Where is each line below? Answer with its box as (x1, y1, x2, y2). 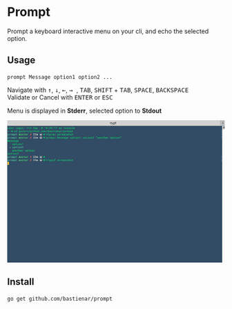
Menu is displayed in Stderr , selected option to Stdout (7, 106, 162, 115)
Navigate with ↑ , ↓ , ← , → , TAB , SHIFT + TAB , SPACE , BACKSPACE (7, 86, 189, 94)
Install (7, 276, 35, 288)
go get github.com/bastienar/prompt (7, 295, 113, 302)
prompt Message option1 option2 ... (7, 73, 113, 80)
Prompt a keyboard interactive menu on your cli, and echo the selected (7, 27, 209, 35)
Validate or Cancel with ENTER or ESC (7, 93, 113, 101)
